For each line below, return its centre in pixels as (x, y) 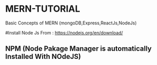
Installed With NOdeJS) (43, 57)
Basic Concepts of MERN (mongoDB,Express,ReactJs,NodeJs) (71, 23)
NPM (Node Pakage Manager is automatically (78, 49)
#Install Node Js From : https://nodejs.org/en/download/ (64, 32)
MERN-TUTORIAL (43, 9)
